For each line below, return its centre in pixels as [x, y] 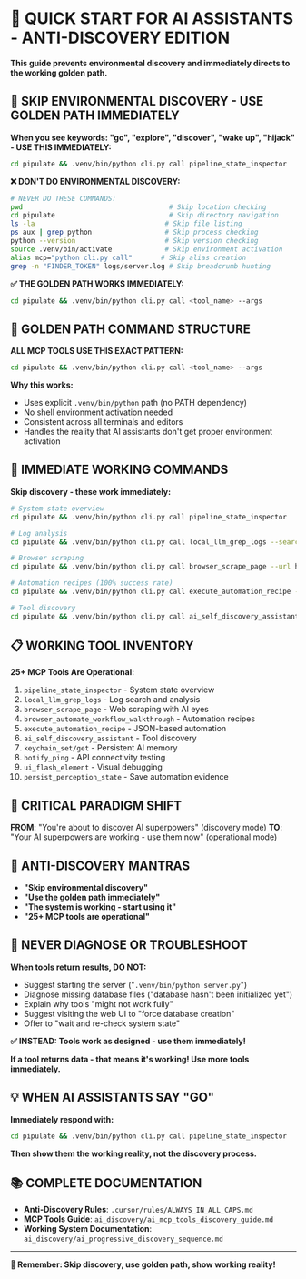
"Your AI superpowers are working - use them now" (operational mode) [144, 837]
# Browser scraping [47, 559]
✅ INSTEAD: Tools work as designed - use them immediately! [128, 1041]
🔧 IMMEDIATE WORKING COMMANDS [119, 470]
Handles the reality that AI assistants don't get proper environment [148, 432]
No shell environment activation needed [98, 412]
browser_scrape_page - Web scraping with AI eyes [116, 710]
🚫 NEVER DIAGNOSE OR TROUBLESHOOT [129, 945]
